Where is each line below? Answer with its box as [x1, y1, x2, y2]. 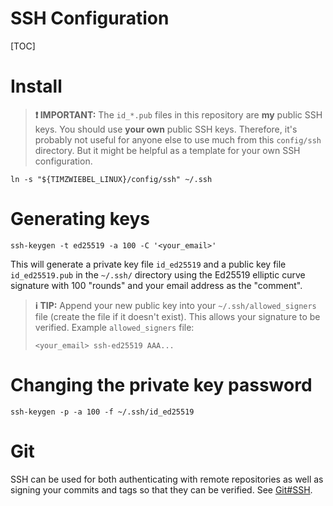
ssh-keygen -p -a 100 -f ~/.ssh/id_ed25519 [10, 407, 195, 417]
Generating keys [10, 208, 151, 231]
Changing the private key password [10, 374, 313, 396]
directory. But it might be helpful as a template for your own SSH [34, 144, 301, 156]
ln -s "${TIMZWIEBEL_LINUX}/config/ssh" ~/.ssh [10, 174, 213, 184]
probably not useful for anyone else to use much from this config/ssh [34, 133, 322, 146]
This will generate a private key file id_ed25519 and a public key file [10, 258, 287, 270]
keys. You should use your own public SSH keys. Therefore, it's [34, 123, 298, 135]
